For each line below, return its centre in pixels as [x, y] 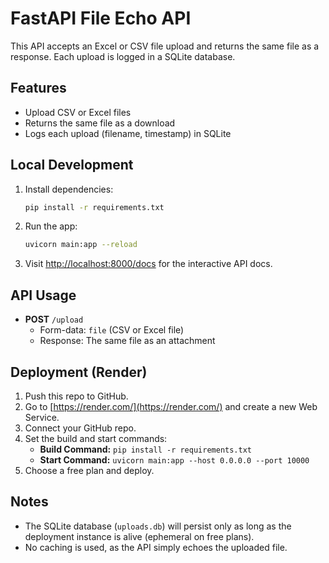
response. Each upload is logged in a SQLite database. [123, 56]
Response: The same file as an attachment [127, 341]
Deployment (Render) [79, 372]
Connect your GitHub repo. [80, 428]
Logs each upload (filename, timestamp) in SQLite [128, 133]
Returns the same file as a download [100, 123]
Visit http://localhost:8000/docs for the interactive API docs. [148, 264]
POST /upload [54, 319]
